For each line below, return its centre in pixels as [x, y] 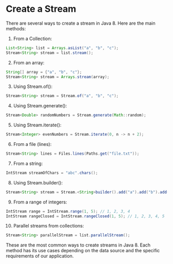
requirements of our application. [40, 256]
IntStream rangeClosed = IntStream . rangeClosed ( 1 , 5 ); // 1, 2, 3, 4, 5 [85, 216]
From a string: [28, 163]
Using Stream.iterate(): [37, 125]
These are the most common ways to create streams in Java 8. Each [78, 245]
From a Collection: [33, 39]
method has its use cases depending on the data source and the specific [83, 251]
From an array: [29, 63]
